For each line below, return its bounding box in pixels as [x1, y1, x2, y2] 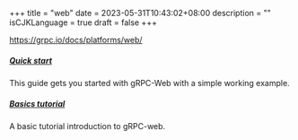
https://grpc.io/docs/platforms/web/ [9, 35, 143, 45]
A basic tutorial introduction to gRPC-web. [9, 120, 166, 131]
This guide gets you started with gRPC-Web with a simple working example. [9, 77, 290, 88]
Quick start [9, 55, 52, 66]
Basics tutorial [9, 98, 66, 109]
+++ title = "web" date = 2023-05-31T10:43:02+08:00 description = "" [9, 8, 272, 18]
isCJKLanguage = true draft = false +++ [9, 17, 157, 28]
